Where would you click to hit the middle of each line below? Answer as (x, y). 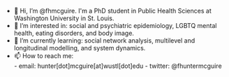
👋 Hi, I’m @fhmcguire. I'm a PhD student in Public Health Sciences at (112, 11)
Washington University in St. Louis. (64, 18)
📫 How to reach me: (44, 56)
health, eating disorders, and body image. (74, 33)
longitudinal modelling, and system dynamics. (80, 48)
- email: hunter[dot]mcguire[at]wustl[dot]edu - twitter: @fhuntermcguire (118, 66)
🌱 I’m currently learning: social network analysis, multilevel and (104, 41)
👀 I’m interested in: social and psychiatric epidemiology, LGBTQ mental (115, 26)
